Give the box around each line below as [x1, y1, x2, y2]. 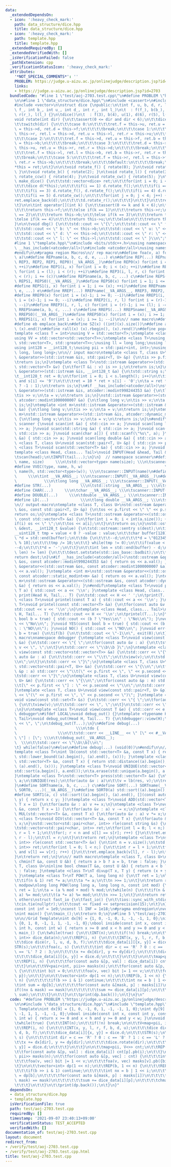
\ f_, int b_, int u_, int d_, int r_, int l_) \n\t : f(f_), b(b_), [14, 107, 165, 113]
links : [14, 83, 28, 89]
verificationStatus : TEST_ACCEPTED [10, 1120, 85, 1126]
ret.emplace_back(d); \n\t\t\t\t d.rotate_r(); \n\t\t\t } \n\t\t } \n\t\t [14, 197, 163, 203]
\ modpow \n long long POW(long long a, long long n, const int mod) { [14, 883, 165, 888]
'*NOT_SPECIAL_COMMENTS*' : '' [14, 74, 79, 79]
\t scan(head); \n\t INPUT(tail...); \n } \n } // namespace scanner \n [14, 455, 156, 460]
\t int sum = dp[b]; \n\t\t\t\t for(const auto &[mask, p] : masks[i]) [14, 983, 163, 988]
